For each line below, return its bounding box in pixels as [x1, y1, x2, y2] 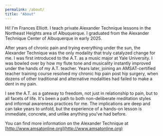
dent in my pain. [5, 81, 37, 86]
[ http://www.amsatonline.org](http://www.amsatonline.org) [5, 125, 123, 131]
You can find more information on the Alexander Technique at [5, 120, 129, 126]
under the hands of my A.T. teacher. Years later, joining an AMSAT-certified [5, 65, 156, 71]
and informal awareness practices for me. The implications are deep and [5, 101, 151, 106]
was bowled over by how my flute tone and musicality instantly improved [5, 60, 151, 66]
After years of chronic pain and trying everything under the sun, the [5, 45, 141, 51]
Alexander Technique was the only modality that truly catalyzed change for [5, 50, 156, 56]
